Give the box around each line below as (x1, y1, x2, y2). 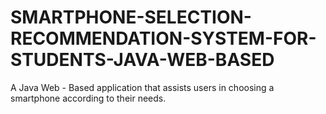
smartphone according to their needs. (10, 92, 167, 104)
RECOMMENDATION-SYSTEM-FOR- (10, 27, 317, 50)
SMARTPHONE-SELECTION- (10, 6, 252, 29)
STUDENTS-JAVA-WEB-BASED (10, 49, 275, 71)
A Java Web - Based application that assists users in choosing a (10, 81, 275, 93)
